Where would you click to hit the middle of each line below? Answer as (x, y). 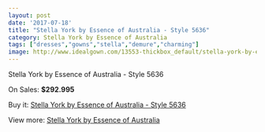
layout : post (30, 15)
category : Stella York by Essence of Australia (88, 37)
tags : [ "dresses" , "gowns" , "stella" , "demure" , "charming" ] (104, 45)
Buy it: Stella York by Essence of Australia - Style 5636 (97, 104)
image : (19, 52)
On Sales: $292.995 (41, 90)
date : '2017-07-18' (40, 23)
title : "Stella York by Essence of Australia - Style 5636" (109, 30)
